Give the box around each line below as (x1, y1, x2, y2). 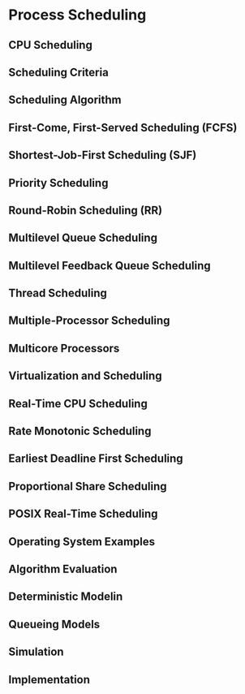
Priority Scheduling (8, 176, 109, 190)
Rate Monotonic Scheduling (8, 425, 152, 438)
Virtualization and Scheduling (8, 369, 162, 383)
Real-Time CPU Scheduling (8, 396, 148, 411)
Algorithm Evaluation (8, 563, 118, 575)
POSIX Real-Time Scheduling (8, 507, 158, 521)
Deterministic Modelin (8, 590, 123, 604)
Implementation (8, 672, 91, 687)
